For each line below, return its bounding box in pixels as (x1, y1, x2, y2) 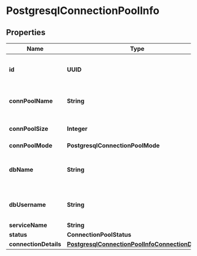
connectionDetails (9, 240, 62, 248)
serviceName (9, 221, 47, 229)
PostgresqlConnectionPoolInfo (6, 4, 159, 18)
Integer (67, 124, 88, 133)
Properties (6, 27, 46, 37)
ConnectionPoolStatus (67, 231, 132, 238)
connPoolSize (9, 124, 49, 133)
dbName (9, 165, 33, 174)
